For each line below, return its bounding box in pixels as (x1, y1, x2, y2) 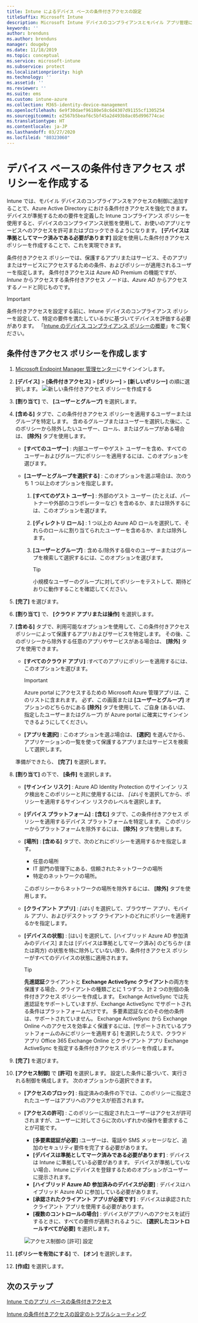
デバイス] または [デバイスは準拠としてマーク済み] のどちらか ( (34, 939, 187, 946)
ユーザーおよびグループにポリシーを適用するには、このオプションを (24, 452, 189, 459)
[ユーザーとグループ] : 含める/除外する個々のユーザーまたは (32, 547, 177, 554)
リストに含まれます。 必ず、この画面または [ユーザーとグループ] (29, 696, 184, 703)
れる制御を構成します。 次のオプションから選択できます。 (15, 1077, 155, 1084)
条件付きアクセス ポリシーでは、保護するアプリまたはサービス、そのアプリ (6, 254, 188, 261)
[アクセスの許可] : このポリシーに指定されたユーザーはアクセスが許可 (24, 1109, 192, 1116)
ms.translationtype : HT (6, 119, 65, 124)
